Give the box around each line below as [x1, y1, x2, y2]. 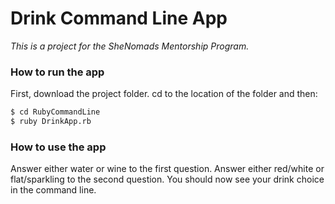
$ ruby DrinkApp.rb [10, 117, 92, 127]
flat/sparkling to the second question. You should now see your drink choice [10, 173, 325, 186]
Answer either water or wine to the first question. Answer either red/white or [10, 163, 325, 175]
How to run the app [10, 65, 105, 79]
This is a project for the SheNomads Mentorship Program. [10, 40, 250, 52]
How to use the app [10, 140, 107, 154]
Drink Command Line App [10, 7, 228, 30]
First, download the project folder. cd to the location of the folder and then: [10, 88, 318, 100]
